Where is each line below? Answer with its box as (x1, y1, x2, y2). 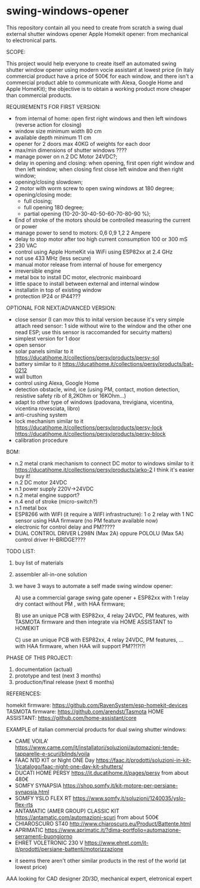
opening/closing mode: (14, 191, 72, 198)
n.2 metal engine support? (14, 492, 80, 499)
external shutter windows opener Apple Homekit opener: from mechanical (6, 30, 189, 37)
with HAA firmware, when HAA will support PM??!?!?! (14, 642, 146, 649)
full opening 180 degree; (23, 203, 84, 210)
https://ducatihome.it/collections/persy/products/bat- (62, 360, 194, 367)
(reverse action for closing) (14, 121, 82, 128)
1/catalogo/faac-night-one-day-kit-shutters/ (14, 762, 124, 770)
